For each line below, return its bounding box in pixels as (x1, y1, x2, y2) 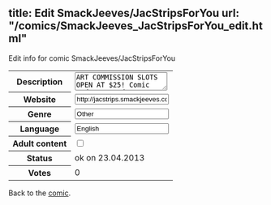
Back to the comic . (8, 188, 71, 198)
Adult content (12, 138, 67, 149)
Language (19, 123, 59, 135)
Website (23, 94, 57, 105)
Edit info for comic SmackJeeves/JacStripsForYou (8, 53, 176, 63)
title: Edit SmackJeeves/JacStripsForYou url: (8, 6, 239, 20)
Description (16, 76, 63, 88)
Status (27, 153, 53, 164)
